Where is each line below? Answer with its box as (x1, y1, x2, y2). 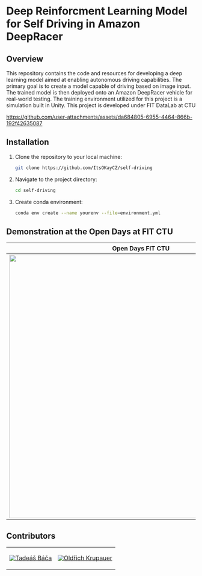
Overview (6, 54, 44, 64)
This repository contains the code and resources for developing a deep (6, 70, 183, 76)
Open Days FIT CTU (112, 244, 170, 253)
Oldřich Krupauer (63, 554, 112, 562)
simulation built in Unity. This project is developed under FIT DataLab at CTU (6, 102, 196, 109)
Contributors (6, 531, 56, 541)
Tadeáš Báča (15, 554, 52, 562)
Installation (6, 137, 49, 147)
